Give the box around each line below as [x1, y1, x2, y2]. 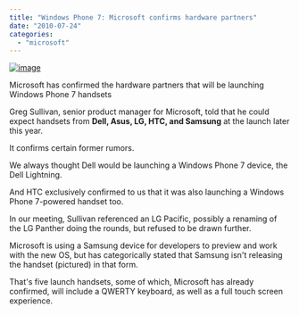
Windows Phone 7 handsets [9, 89, 112, 100]
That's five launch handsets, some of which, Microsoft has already [9, 277, 254, 287]
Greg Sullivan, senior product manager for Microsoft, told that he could [9, 106, 270, 117]
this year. [9, 126, 43, 137]
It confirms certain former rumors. [9, 143, 135, 153]
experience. [9, 295, 54, 306]
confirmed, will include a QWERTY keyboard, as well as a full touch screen [9, 286, 284, 297]
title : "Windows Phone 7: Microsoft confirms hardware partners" [9, 12, 257, 22]
